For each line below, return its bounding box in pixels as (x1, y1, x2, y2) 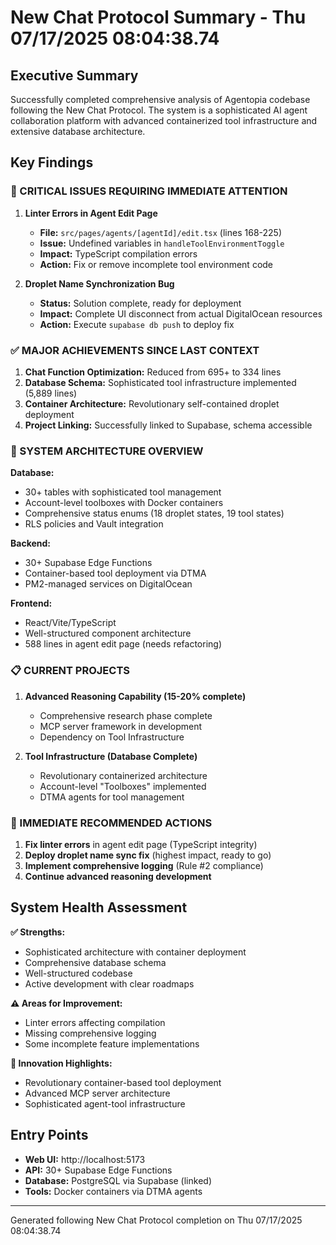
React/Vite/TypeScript (24, 617, 117, 629)
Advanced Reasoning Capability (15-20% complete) (24, 690, 247, 702)
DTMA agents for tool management (39, 791, 185, 803)
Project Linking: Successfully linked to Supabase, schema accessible (24, 419, 313, 431)
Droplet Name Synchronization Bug (24, 277, 175, 290)
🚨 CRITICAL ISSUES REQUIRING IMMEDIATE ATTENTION (10, 184, 288, 198)
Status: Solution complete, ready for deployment (39, 297, 242, 309)
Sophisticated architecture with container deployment (24, 946, 247, 958)
